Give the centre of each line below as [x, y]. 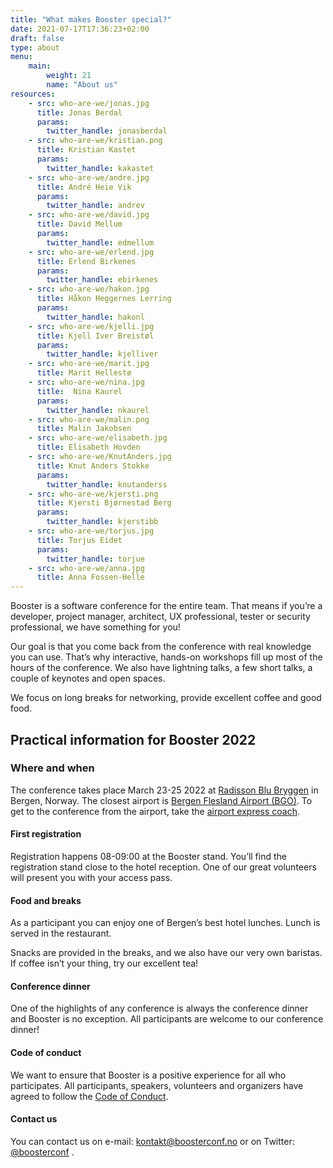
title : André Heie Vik [84, 187]
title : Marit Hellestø [84, 373]
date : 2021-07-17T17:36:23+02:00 [80, 29]
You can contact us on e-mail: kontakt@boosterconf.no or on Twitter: [152, 1141]
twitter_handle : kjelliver [102, 354]
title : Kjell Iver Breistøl [95, 336]
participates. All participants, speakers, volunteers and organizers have [157, 1085]
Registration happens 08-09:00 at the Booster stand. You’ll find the [148, 857]
